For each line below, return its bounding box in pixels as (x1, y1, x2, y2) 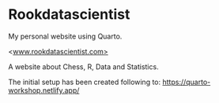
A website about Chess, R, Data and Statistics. (8, 61, 160, 72)
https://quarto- (161, 77, 211, 86)
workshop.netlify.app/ (8, 85, 80, 95)
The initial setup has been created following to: (8, 77, 161, 86)
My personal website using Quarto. (8, 31, 123, 41)
